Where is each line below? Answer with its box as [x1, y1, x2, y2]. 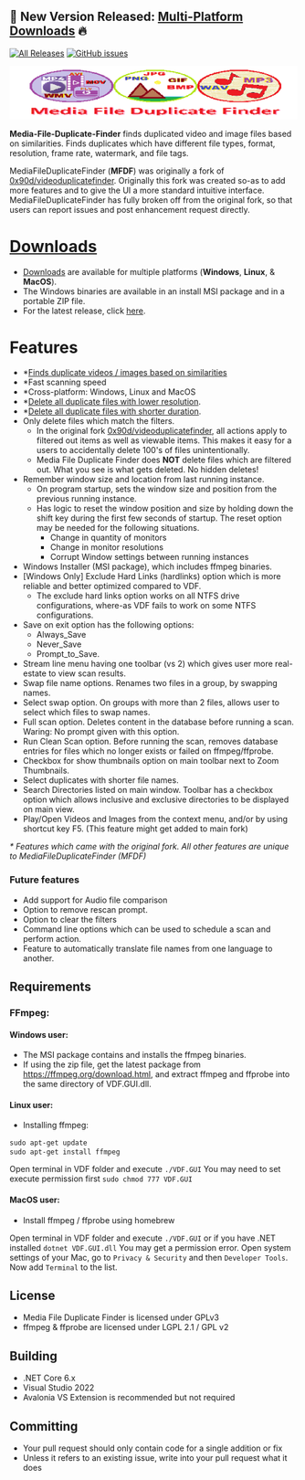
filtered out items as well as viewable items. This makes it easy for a [36, 435, 292, 446]
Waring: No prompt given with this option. [22, 726, 180, 737]
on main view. [22, 804, 75, 815]
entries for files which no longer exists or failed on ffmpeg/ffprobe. [22, 745, 274, 756]
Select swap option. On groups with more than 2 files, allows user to [22, 697, 280, 708]
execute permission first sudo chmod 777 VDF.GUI [9, 1173, 194, 1184]
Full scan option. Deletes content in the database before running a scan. [22, 716, 294, 727]
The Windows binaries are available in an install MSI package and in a [22, 285, 285, 297]
